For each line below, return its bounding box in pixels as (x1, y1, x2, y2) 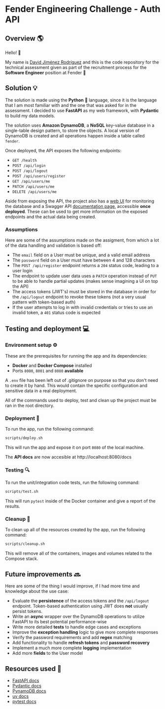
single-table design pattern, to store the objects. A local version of (5, 127, 140, 134)
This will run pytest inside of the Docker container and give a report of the (5, 498, 156, 504)
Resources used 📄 (5, 664, 62, 673)
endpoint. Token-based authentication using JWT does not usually (12, 603, 148, 609)
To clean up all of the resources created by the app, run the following (5, 527, 145, 533)
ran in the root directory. (5, 403, 55, 408)
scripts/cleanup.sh (5, 541, 45, 546)
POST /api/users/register (12, 173, 66, 178)
